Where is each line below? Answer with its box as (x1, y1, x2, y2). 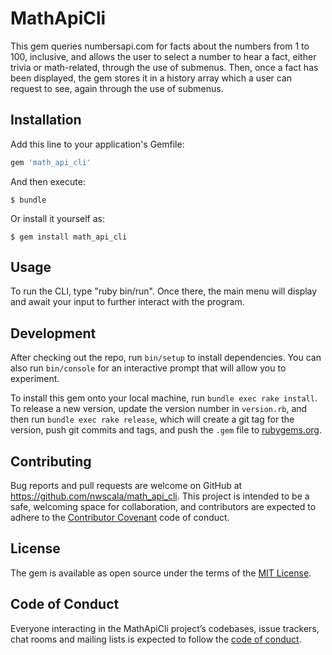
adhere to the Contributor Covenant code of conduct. (10, 512, 230, 524)
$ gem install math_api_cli (10, 232, 128, 242)
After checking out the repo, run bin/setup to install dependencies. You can (10, 352, 322, 364)
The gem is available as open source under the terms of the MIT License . (10, 567, 312, 579)
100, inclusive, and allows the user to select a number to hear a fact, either (10, 50, 317, 62)
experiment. (10, 373, 60, 385)
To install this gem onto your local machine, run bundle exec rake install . (10, 392, 318, 404)
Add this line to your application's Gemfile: (10, 138, 185, 150)
